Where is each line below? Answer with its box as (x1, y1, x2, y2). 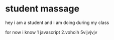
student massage (5, 3, 79, 14)
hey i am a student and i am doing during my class (5, 19, 109, 25)
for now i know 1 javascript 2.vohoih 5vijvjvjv (5, 29, 97, 35)
